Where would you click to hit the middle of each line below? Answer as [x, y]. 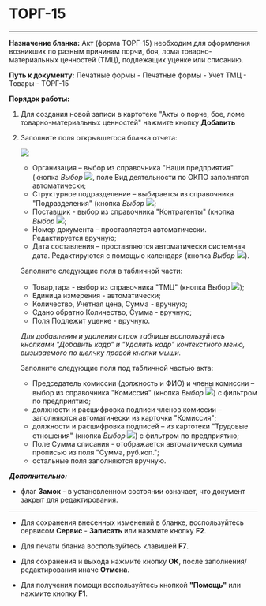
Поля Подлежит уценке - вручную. [91, 320]
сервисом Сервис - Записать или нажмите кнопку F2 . [113, 530]
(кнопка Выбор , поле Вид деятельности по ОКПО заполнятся [140, 177]
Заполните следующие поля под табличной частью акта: [117, 368]
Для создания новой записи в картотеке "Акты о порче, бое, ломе [133, 114]
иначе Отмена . [104, 570]
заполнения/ [226, 561]
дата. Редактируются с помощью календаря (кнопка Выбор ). [140, 255]
